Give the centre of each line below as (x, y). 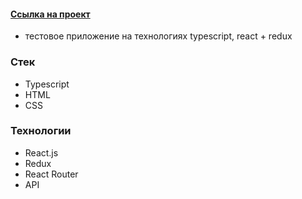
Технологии (41, 131)
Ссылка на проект (50, 14)
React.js (41, 152)
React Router (51, 174)
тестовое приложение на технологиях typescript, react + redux (158, 36)
